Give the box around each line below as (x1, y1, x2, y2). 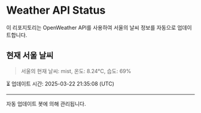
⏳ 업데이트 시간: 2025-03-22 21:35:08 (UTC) (6, 80, 115, 87)
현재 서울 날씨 (6, 51, 54, 61)
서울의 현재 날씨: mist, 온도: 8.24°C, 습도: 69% (20, 67, 132, 74)
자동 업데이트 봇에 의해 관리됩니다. (6, 100, 86, 107)
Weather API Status (6, 4, 106, 17)
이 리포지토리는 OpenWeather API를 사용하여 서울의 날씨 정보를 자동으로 (6, 24, 176, 31)
